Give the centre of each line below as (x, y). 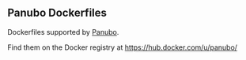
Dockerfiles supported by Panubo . (63, 32)
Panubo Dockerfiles (57, 13)
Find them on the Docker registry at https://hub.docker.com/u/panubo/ (123, 47)
